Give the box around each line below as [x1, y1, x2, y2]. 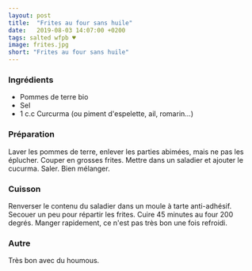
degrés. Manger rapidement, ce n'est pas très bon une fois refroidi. [8, 218, 228, 228]
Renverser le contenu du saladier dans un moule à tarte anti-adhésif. [8, 201, 232, 210]
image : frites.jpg [8, 41, 69, 49]
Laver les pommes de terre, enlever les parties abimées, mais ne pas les [8, 147, 244, 156]
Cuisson [8, 183, 41, 194]
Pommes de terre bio [19, 92, 89, 102]
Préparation [8, 129, 55, 140]
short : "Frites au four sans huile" [8, 48, 129, 56]
